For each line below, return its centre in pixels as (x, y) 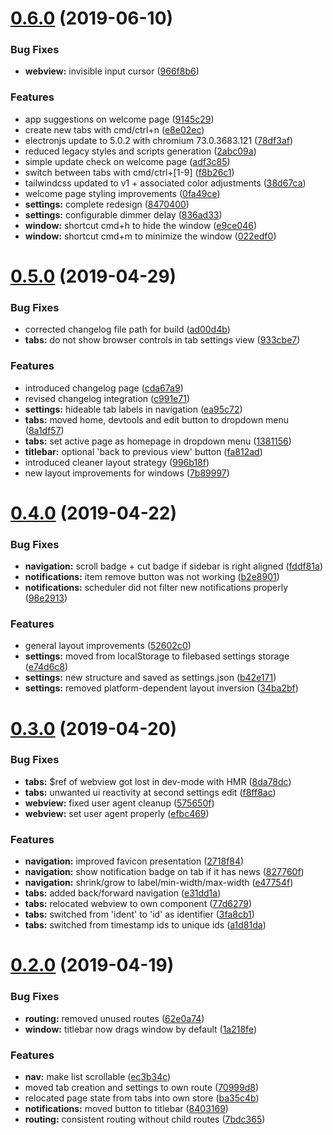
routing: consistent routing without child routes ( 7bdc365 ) (145, 1119)
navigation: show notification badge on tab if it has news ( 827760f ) (164, 872)
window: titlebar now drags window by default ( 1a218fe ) (140, 1029)
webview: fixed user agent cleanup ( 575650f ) (119, 803)
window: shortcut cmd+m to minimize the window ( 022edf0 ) (150, 236)
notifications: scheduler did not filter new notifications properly (156, 588)
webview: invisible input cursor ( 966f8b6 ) (112, 71)
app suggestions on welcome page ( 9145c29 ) (119, 119)
